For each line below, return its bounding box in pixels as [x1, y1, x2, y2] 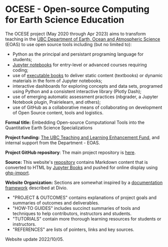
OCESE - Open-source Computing [5, 4, 149, 15]
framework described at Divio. [5, 184, 68, 191]
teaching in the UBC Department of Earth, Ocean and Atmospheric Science [5, 36, 160, 42]
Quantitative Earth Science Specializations [5, 124, 93, 131]
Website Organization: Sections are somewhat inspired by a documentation [5, 179, 163, 185]
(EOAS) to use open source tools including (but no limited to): [5, 41, 132, 47]
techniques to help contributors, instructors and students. [12, 210, 132, 216]
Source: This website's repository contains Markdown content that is [5, 159, 148, 165]
